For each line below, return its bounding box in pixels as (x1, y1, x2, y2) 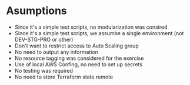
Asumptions (6, 4, 68, 18)
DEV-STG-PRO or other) (14, 36, 74, 43)
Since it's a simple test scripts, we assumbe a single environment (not (14, 29, 184, 36)
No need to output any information (14, 48, 98, 55)
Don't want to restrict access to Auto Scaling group (14, 42, 139, 49)
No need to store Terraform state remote (14, 73, 114, 80)
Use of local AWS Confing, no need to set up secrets (14, 60, 143, 68)
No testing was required (14, 67, 74, 74)
